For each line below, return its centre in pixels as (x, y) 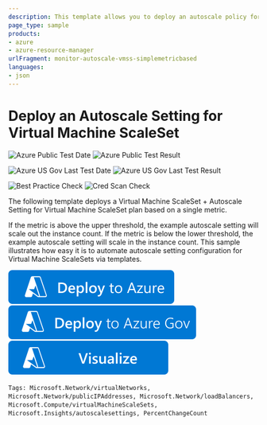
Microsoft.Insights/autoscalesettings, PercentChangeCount (108, 413)
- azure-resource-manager (51, 51)
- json (19, 76)
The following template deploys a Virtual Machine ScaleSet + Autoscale (125, 201)
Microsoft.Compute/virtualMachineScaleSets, (83, 405)
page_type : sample (39, 25)
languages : (26, 68)
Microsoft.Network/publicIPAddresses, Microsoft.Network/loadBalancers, (131, 396)
